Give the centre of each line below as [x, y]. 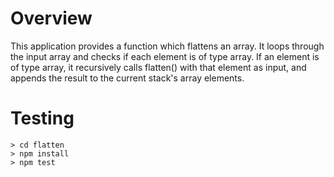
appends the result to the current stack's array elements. [127, 78]
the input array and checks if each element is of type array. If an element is [165, 56]
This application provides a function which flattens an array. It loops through [167, 46]
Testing [42, 118]
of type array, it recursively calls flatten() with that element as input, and [158, 67]
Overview [51, 18]
